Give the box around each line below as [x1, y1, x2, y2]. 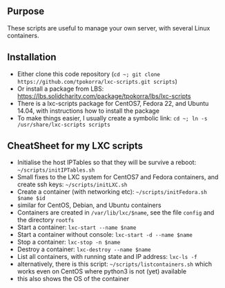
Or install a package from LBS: [17, 84, 104, 93]
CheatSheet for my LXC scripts [7, 140, 144, 152]
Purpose [7, 6, 45, 17]
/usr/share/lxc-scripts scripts [17, 121, 110, 128]
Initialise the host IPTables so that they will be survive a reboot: [17, 159, 197, 167]
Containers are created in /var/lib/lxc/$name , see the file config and [17, 208, 215, 217]
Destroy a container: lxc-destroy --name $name [17, 245, 151, 253]
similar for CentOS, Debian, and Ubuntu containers [17, 201, 162, 210]
